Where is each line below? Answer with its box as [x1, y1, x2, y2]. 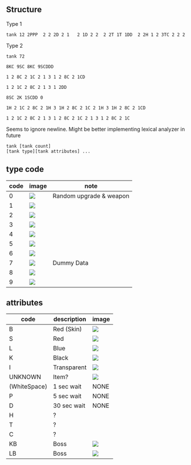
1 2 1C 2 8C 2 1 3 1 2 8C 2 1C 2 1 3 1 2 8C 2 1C [6, 115, 130, 121]
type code [6, 164, 44, 174]
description [53, 315, 86, 323]
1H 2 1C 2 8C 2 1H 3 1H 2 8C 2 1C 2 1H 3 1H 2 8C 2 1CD [6, 105, 146, 111]
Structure [6, 5, 42, 15]
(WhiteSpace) [9, 383, 48, 391]
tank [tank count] [6, 143, 51, 149]
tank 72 [6, 53, 25, 59]
